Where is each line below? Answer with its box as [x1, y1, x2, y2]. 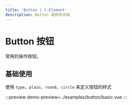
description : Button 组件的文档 [5, 12, 70, 17]
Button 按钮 [5, 36, 55, 47]
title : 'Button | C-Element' [5, 7, 67, 13]
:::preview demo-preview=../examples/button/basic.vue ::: [5, 94, 127, 100]
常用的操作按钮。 [5, 53, 41, 59]
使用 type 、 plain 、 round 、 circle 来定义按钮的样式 [5, 84, 112, 90]
